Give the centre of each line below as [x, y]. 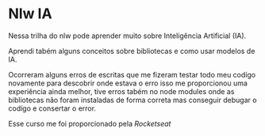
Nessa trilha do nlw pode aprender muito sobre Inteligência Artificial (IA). [127, 36]
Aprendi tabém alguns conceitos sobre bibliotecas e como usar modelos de [132, 51]
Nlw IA [31, 14]
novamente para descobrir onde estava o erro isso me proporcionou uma [128, 83]
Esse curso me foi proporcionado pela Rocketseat [90, 123]
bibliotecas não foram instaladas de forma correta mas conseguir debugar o [132, 100]
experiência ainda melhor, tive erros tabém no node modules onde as [121, 91]
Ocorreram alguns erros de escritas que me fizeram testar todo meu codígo [132, 74]
